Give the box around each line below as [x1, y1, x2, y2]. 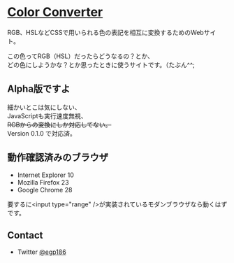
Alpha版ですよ [7, 83, 71, 95]
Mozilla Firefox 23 [17, 178, 69, 186]
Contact [7, 229, 43, 241]
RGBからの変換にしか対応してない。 [7, 120, 112, 129]
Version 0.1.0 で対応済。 [7, 129, 77, 137]
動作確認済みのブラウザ [7, 152, 108, 164]
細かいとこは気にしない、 [7, 103, 81, 111]
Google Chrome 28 [17, 185, 73, 194]
